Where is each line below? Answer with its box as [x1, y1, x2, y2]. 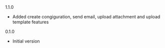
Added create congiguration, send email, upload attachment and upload [12, 14, 161, 19]
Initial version [12, 38, 40, 44]
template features [12, 19, 49, 25]
